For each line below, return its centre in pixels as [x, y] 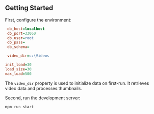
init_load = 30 [18, 65]
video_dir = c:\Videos [28, 56]
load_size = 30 [18, 69]
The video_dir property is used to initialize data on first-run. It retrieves [77, 83]
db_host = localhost [26, 29]
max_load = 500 [18, 74]
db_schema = [18, 47]
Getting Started [29, 8]
